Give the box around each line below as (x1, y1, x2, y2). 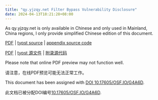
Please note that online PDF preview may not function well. (5, 60, 124, 65)
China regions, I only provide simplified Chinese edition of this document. (5, 30, 154, 36)
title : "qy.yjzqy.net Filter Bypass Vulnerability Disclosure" (5, 7, 137, 12)
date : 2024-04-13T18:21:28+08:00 (5, 12, 74, 17)
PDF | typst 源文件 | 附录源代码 (5, 50, 67, 56)
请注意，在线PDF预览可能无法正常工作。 (5, 69, 87, 76)
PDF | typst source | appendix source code (5, 40, 92, 45)
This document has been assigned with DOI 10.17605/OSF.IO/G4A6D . (5, 79, 145, 85)
